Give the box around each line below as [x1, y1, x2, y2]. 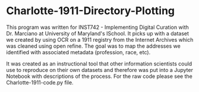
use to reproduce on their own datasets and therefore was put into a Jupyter [6, 66, 193, 73]
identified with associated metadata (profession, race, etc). [6, 48, 151, 55]
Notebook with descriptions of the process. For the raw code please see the [6, 73, 193, 80]
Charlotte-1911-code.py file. [6, 78, 74, 86]
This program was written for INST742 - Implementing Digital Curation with [6, 24, 189, 31]
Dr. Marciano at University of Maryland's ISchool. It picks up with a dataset [6, 29, 189, 37]
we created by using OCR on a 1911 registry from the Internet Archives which [6, 36, 194, 43]
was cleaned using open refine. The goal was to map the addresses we [6, 42, 181, 50]
